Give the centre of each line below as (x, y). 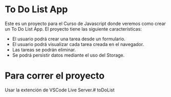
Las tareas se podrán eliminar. (44, 50)
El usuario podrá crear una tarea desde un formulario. (69, 39)
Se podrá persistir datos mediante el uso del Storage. (68, 55)
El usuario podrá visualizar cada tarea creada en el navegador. (78, 44)
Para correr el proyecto (55, 76)
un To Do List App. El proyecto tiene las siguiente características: (73, 29)
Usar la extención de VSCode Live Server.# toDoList (60, 90)
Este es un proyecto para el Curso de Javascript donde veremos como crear (85, 23)
